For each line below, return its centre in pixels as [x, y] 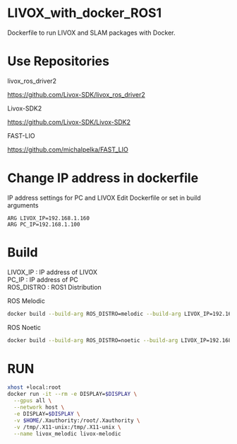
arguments [23, 205]
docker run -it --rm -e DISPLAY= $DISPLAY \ [72, 394]
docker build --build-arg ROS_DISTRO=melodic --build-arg [94, 314]
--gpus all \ [33, 401]
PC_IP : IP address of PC [43, 279]
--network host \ [39, 408]
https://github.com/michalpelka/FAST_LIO [68, 149]
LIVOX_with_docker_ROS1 [85, 13]
